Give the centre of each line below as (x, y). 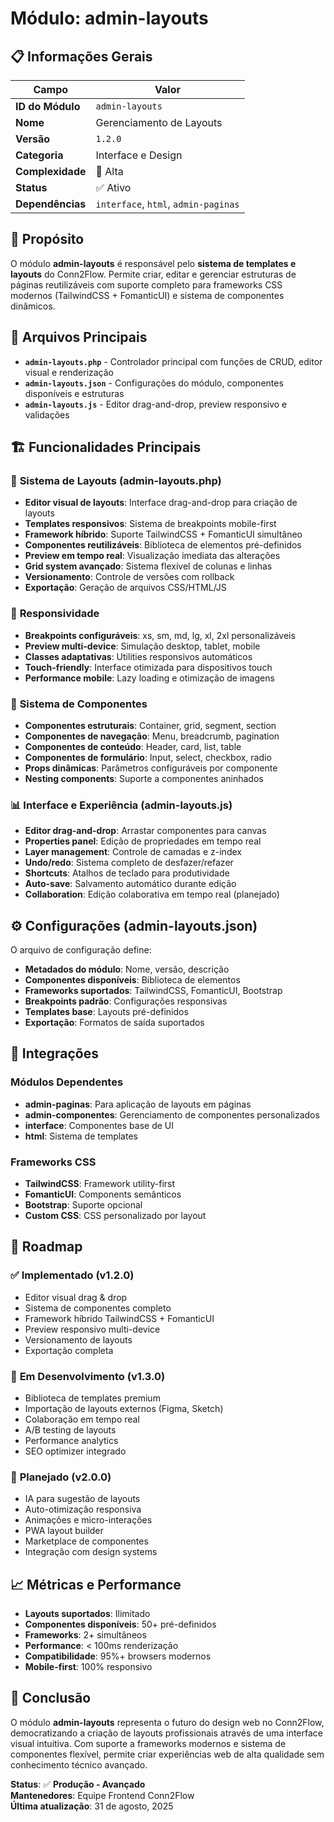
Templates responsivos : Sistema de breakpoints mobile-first (150, 524)
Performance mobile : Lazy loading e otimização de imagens (149, 678)
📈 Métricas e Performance (96, 1584)
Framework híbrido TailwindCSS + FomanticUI (119, 1318)
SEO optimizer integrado (75, 1451)
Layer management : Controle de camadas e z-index (133, 852)
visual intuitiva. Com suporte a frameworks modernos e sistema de (148, 1743)
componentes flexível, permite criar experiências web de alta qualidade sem (167, 1754)
